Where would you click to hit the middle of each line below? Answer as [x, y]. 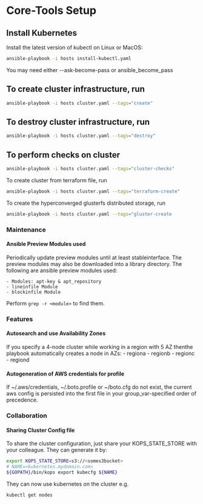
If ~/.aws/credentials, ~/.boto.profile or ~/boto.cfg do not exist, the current [99, 387]
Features [20, 319]
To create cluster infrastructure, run [76, 89]
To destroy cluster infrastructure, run [78, 122]
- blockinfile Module [34, 292]
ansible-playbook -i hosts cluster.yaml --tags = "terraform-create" [93, 191]
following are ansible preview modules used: [62, 270]
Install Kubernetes [42, 33]
